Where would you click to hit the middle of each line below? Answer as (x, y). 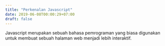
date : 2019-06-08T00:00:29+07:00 (40, 14)
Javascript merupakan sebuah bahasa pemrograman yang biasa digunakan (83, 33)
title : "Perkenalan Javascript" (39, 10)
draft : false (19, 19)
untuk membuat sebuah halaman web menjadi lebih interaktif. (68, 38)
